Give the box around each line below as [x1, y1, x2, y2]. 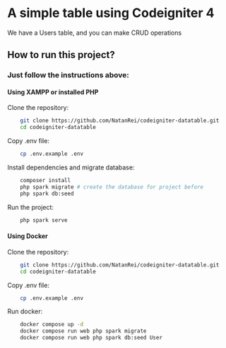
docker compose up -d [20, 321, 83, 328]
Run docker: [7, 307, 43, 316]
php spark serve [20, 216, 69, 224]
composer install [20, 177, 71, 184]
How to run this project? [7, 49, 115, 61]
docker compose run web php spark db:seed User [20, 335, 162, 342]
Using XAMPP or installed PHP [7, 87, 99, 96]
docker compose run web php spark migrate [20, 327, 147, 335]
